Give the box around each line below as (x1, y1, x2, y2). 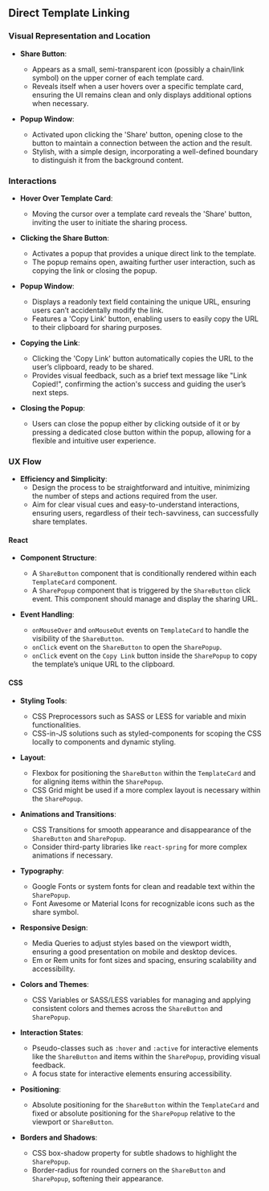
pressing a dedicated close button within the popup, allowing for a (31, 427, 251, 437)
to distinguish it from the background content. (31, 155, 184, 165)
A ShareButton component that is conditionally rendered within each (31, 569, 257, 578)
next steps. (31, 387, 70, 397)
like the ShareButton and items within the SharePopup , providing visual (31, 1051, 261, 1061)
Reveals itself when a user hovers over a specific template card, (31, 81, 244, 91)
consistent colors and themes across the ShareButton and (31, 1003, 223, 1013)
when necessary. (31, 98, 89, 108)
